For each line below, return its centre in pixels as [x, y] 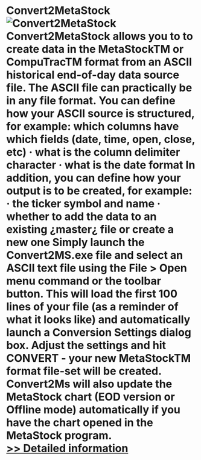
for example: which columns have [93, 126]
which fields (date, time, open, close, [101, 139]
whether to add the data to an [81, 217]
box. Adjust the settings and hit [86, 345]
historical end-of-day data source [93, 75]
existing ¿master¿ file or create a [90, 229]
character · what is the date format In [101, 165]
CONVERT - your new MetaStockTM [99, 358]
